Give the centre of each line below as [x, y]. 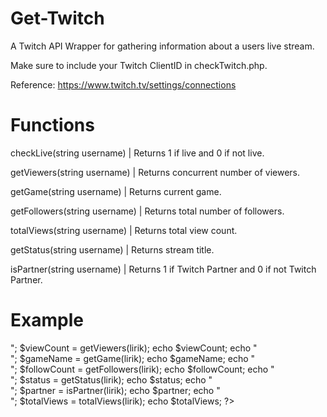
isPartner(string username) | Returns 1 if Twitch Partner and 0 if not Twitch [163, 269]
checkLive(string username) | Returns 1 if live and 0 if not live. [137, 153]
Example [47, 320]
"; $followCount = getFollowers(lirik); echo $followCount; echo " [142, 369]
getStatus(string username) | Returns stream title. [112, 249]
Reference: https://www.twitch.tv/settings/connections [123, 84]
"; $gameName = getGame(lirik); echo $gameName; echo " [133, 358]
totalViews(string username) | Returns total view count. [124, 230]
